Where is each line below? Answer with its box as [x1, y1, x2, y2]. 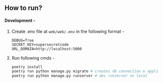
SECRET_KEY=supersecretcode [11, 42, 69, 47]
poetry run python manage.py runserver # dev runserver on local [11, 73, 147, 79]
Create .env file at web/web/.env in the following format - [11, 28, 125, 34]
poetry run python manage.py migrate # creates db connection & [11, 69, 145, 74]
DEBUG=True [11, 38, 34, 43]
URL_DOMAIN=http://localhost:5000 [11, 46, 82, 51]
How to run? [4, 4, 42, 12]
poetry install [11, 64, 43, 69]
